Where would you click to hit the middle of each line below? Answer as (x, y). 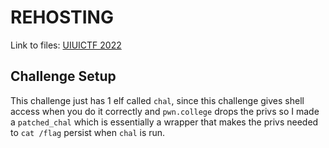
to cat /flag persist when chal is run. (88, 132)
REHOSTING (62, 17)
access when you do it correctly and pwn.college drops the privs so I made (165, 111)
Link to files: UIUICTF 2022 (66, 45)
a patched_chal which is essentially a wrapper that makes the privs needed (164, 122)
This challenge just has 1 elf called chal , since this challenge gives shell (157, 100)
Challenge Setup (63, 76)
